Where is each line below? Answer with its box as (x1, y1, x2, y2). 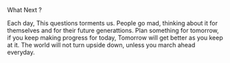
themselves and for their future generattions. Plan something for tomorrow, (7, 27, 220, 34)
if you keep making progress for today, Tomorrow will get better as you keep (7, 34, 223, 42)
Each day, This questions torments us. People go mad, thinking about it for (7, 19, 218, 27)
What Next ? (7, 6, 43, 14)
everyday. (7, 48, 36, 56)
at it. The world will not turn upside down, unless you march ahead (7, 41, 196, 49)
